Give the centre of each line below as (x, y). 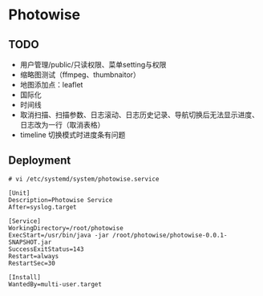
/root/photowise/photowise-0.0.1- (170, 235)
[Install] (25, 277)
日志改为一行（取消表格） (62, 125)
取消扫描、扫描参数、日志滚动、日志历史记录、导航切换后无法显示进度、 (139, 115)
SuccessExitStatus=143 (46, 249)
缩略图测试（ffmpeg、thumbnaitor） (80, 75)
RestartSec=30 (32, 263)
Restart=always (34, 256)
